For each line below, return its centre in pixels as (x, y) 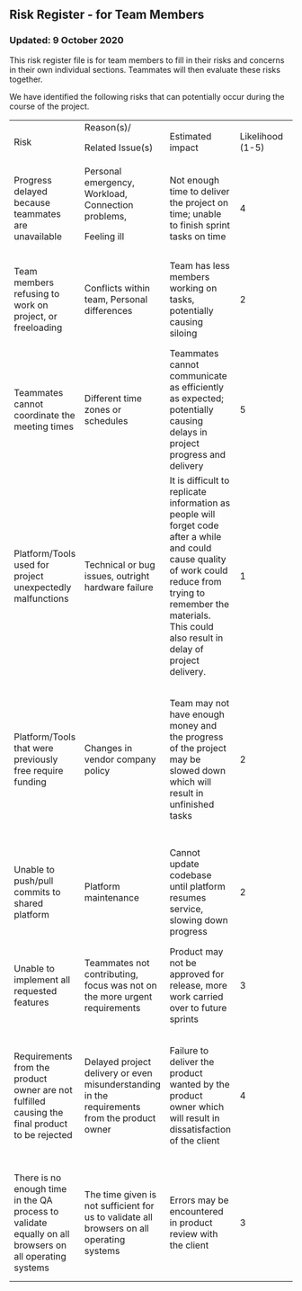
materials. (190, 615)
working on (193, 288)
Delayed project (117, 1062)
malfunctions (41, 598)
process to (36, 1211)
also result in (196, 638)
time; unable (195, 213)
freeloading (38, 327)
